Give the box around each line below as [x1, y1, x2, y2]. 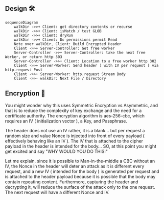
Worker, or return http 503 [5, 54, 63, 59]
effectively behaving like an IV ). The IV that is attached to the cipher [5, 138, 143, 144]
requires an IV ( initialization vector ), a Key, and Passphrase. [5, 118, 127, 124]
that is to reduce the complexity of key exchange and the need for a [5, 108, 142, 114]
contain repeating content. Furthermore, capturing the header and [5, 179, 139, 185]
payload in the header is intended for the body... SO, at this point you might [5, 143, 157, 149]
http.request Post [5, 67, 43, 72]
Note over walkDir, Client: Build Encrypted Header [14, 41, 121, 46]
